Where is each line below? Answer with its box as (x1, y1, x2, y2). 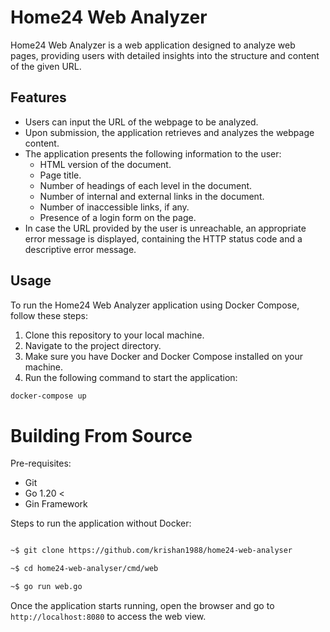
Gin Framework (24, 498, 88, 510)
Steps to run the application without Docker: (10, 517, 192, 530)
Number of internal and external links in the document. (39, 190, 265, 202)
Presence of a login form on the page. (39, 211, 197, 223)
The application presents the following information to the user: (24, 147, 282, 160)
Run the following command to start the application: (24, 371, 238, 383)
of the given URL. (10, 60, 82, 72)
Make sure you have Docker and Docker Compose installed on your (24, 350, 304, 362)
